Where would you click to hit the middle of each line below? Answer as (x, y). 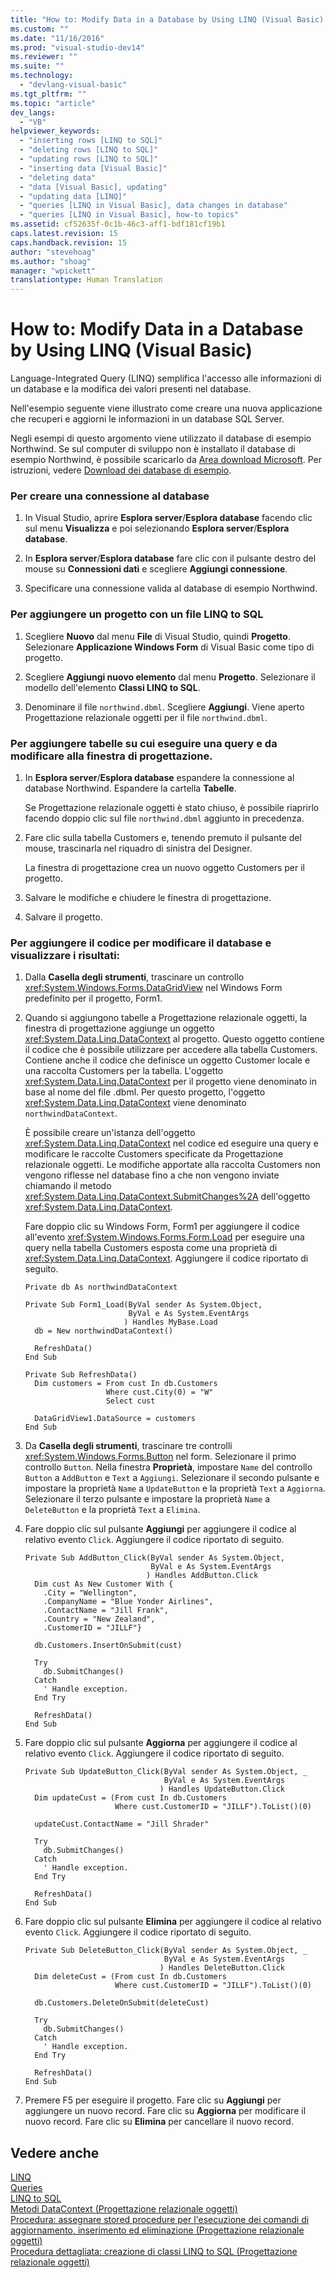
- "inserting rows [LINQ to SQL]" (91, 141)
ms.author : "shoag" (51, 261)
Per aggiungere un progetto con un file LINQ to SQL (137, 614)
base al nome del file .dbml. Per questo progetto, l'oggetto (145, 1092)
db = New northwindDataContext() (104, 1331)
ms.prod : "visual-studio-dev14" (77, 47)
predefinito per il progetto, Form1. (93, 998)
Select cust (130, 1401)
